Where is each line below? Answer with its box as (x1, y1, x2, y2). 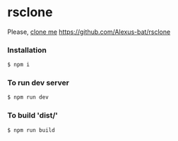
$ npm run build (7, 126, 55, 134)
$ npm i (7, 61, 30, 68)
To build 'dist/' (7, 111, 59, 121)
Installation (7, 45, 47, 55)
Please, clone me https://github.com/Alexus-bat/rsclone (7, 27, 171, 36)
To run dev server (7, 78, 69, 88)
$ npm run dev (7, 94, 49, 101)
